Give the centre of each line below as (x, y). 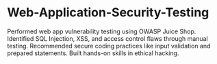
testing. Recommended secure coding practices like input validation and (109, 46)
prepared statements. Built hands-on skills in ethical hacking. (93, 53)
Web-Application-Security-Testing (108, 13)
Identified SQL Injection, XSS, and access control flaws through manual (107, 38)
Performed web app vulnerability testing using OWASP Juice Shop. (102, 31)
